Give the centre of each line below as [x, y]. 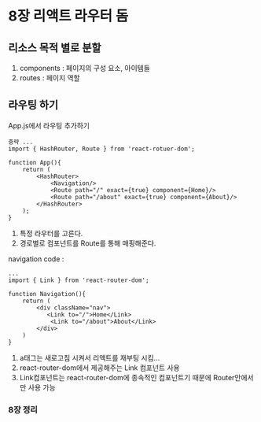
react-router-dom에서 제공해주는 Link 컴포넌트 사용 [99, 368]
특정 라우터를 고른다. [51, 233]
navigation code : [36, 259]
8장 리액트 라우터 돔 [68, 16]
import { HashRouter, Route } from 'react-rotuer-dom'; [101, 149]
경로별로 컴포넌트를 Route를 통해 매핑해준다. [88, 243]
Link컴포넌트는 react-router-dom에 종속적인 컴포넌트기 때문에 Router [127, 377]
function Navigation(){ [47, 294]
